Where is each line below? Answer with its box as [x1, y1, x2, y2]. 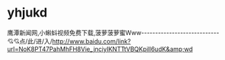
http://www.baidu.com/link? [52, 37, 131, 46]
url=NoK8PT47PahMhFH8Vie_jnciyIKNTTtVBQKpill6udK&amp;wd [7, 45, 193, 53]
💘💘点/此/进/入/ [7, 37, 53, 46]
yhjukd [7, 5, 48, 21]
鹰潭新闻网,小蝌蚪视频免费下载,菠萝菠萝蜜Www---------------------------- [7, 28, 219, 37]
